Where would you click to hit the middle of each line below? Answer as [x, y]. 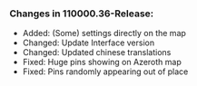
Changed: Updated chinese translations [97, 53]
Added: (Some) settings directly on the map [104, 33]
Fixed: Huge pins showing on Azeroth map [102, 62]
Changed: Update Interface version [89, 43]
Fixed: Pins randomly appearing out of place [105, 72]
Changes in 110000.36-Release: [82, 14]
